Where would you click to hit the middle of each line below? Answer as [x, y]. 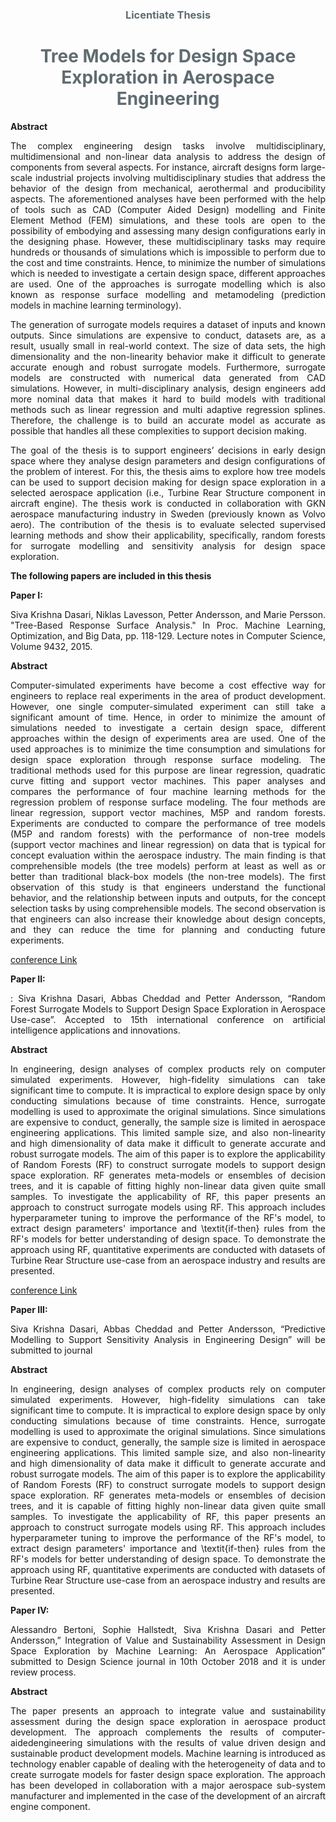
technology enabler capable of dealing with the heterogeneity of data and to [168, 1764]
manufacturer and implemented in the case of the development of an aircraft [168, 1795]
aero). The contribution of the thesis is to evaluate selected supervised [168, 524]
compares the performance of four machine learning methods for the [168, 791]
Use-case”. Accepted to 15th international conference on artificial [168, 1019]
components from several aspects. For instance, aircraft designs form [154, 167]
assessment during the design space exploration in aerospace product [168, 1721]
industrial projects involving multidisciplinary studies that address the [180, 177]
